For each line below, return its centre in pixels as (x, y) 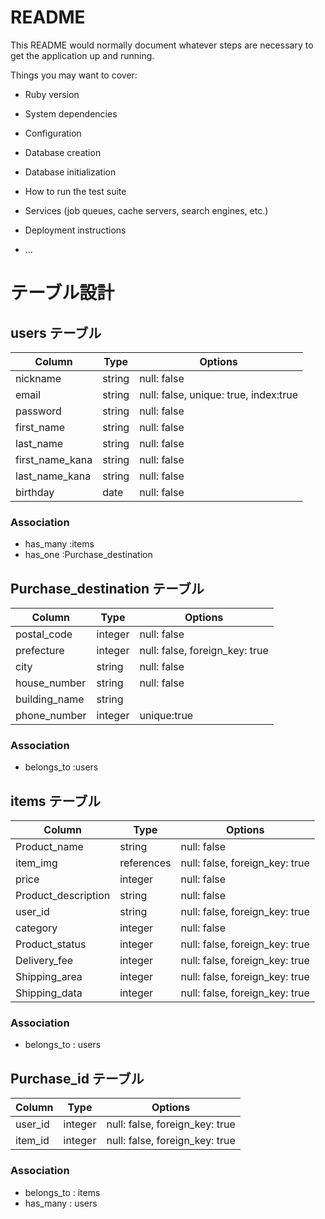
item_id (32, 1141)
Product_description (63, 896)
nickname (38, 378)
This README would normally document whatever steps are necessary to (162, 45)
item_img (36, 863)
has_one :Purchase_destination (88, 555)
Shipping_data (49, 993)
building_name (50, 699)
